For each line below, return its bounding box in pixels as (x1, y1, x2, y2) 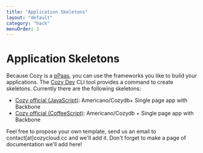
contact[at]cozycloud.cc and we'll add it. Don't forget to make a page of (6, 134, 187, 141)
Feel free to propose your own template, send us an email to (6, 128, 156, 135)
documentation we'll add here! (6, 141, 82, 148)
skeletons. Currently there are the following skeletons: (6, 85, 141, 92)
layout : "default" (6, 15, 53, 21)
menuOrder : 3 (6, 25, 39, 32)
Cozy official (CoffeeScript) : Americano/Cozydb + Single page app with (15, 110, 194, 117)
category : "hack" (6, 20, 50, 26)
